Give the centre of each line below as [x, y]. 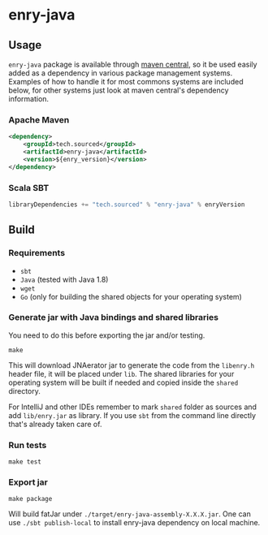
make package [30, 499]
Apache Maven [39, 119]
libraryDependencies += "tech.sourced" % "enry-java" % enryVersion [127, 205]
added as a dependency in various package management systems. [121, 73]
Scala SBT [29, 188]
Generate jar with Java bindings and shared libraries [114, 317]
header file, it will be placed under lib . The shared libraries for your [121, 373]
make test [25, 462]
